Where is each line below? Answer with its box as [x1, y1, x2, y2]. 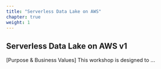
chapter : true [6, 14, 41, 20]
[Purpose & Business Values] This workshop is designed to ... [6, 57, 155, 64]
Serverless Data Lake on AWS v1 [6, 41, 128, 51]
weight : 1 [6, 19, 31, 25]
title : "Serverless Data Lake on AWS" [6, 8, 101, 15]
